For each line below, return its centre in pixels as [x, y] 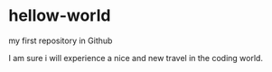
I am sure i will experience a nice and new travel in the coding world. [136, 58]
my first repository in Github [61, 40]
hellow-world [60, 16]
